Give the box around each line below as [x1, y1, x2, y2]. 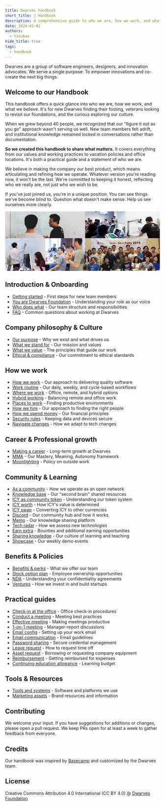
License [5, 777, 30, 785]
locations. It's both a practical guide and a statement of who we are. [5, 157, 143, 162]
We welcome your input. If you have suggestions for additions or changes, [5, 720, 156, 726]
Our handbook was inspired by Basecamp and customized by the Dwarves [5, 758, 156, 764]
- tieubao [9, 34, 29, 39]
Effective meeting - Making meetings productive [12, 618, 110, 624]
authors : [5, 28, 23, 34]
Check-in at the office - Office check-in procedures [12, 608, 117, 614]
